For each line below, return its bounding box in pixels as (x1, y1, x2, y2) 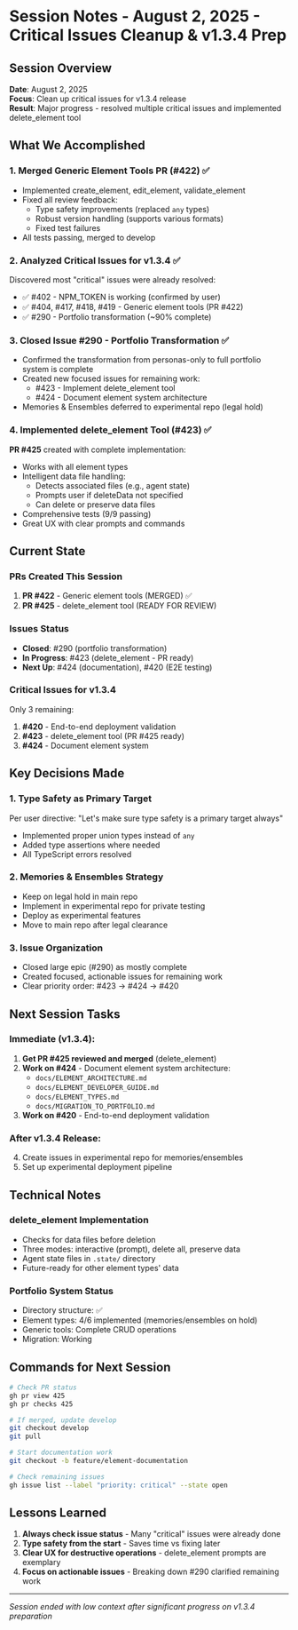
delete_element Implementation (9, 1214, 149, 1227)
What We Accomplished (9, 138, 146, 153)
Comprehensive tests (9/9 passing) (21, 508, 152, 519)
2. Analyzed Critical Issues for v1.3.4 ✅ (9, 254, 181, 266)
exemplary (21, 1557, 61, 1568)
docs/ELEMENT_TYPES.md (35, 1093, 120, 1101)
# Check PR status (9, 1383, 77, 1392)
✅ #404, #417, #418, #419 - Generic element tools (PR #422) (21, 301, 244, 312)
